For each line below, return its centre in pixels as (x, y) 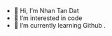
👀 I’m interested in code (48, 18)
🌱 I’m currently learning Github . (60, 25)
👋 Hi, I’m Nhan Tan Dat (46, 11)
